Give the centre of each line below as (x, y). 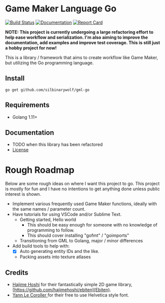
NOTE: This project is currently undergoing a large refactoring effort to (79, 32)
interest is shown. (23, 194)
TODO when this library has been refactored (57, 145)
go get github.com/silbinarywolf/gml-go (48, 90)
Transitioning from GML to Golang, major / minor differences (81, 241)
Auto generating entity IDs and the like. (59, 251)
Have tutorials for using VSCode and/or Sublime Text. (67, 215)
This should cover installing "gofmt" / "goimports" (78, 235)
